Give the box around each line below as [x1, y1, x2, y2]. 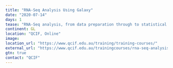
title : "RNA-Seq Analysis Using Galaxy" [5, 7, 94, 13]
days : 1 [5, 17, 22, 22]
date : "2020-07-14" [5, 12, 47, 17]
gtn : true [5, 50, 27, 55]
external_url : [5, 46, 36, 51]
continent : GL [5, 27, 36, 32]
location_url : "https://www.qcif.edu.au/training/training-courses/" [5, 41, 158, 46]
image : [5, 36, 20, 41]
